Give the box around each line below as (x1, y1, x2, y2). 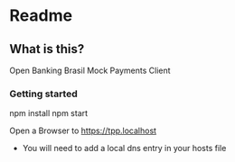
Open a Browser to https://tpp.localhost (9, 125, 156, 136)
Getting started (9, 87, 79, 100)
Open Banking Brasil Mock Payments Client (9, 65, 171, 76)
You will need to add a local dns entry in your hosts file (22, 143, 227, 154)
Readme (9, 5, 73, 26)
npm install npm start (9, 108, 89, 119)
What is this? (9, 41, 85, 57)
